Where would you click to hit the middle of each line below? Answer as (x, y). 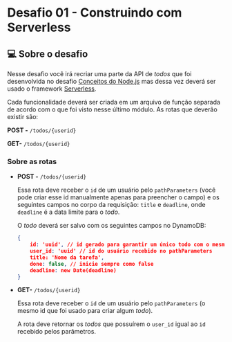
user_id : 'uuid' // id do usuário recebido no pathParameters (121, 251)
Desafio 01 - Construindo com (95, 13)
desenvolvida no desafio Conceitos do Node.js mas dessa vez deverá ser (112, 81)
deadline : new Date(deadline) (73, 270)
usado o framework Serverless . (52, 89)
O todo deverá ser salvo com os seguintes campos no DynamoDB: (112, 226)
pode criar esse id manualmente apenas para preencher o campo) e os (118, 197)
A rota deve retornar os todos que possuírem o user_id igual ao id (111, 324)
